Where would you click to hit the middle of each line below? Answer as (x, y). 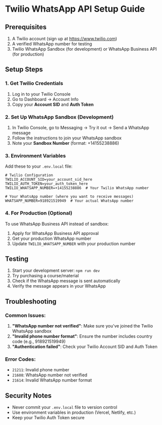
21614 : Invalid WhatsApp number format (52, 380)
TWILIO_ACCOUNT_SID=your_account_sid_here (49, 180)
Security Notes (28, 396)
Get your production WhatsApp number (52, 238)
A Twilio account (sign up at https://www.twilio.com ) (65, 39)
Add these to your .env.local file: (39, 166)
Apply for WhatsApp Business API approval (55, 233)
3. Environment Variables (36, 155)
